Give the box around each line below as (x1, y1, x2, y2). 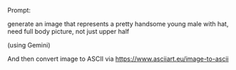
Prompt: (7, 6, 31, 14)
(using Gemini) (7, 41, 51, 49)
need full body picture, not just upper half (7, 28, 130, 35)
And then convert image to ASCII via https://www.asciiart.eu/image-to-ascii (7, 54, 230, 63)
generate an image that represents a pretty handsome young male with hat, (7, 20, 229, 28)
